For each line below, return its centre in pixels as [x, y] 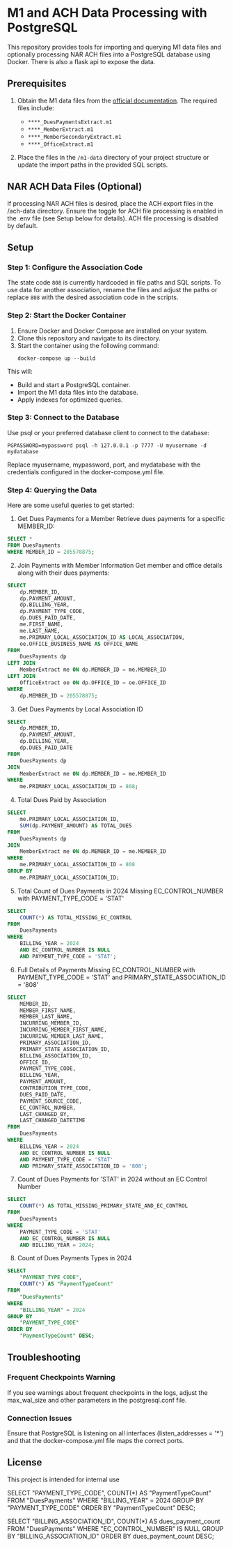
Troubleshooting [44, 1358]
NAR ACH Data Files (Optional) [75, 187]
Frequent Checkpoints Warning [62, 1378]
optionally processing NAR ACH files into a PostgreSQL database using [109, 54]
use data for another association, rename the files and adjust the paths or [112, 290]
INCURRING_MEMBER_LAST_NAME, [62, 1036]
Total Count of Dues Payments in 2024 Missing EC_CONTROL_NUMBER [120, 891]
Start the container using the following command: [88, 345]
